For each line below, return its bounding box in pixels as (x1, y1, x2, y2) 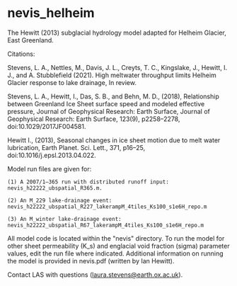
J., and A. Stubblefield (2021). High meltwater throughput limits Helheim (7, 71, 217, 79)
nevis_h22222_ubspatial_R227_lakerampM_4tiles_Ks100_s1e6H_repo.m (7, 203, 207, 210)
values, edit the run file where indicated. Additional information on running (7, 249, 224, 258)
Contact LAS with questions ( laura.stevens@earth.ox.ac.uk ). (7, 270, 183, 279)
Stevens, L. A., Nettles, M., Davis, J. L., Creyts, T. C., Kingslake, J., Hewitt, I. (7, 63, 228, 71)
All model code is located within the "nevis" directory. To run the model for (7, 234, 225, 242)
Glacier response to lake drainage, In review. (7, 78, 137, 86)
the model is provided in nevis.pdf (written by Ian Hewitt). (7, 256, 175, 265)
